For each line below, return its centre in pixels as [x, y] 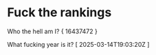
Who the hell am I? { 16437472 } [52, 31]
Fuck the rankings [59, 13]
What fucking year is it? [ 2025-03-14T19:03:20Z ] [78, 44]
